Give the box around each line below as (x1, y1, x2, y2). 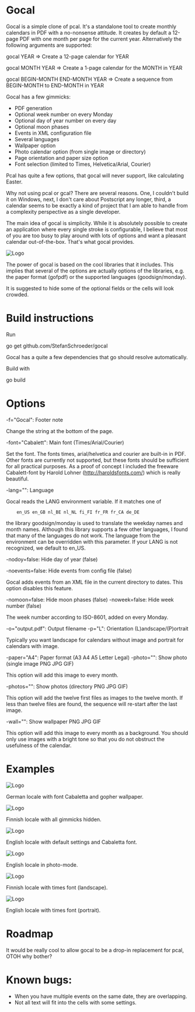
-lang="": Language (6, 486, 54, 493)
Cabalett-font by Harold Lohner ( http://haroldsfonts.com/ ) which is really (6, 469, 181, 476)
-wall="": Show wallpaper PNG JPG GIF (6, 718, 101, 725)
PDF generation (14, 104, 53, 111)
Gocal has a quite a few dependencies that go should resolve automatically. (6, 353, 188, 360)
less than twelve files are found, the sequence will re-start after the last (6, 700, 177, 707)
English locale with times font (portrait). (6, 907, 101, 914)
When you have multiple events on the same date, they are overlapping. (14, 993, 187, 1000)
